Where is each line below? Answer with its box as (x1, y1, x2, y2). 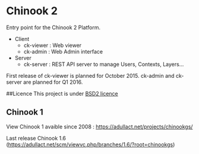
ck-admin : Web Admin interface (23, 48, 103, 55)
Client (14, 35, 30, 42)
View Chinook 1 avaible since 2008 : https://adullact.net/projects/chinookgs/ (6, 123, 193, 130)
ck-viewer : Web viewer (23, 42, 82, 49)
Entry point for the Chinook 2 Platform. (6, 24, 101, 31)
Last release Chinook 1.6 (6, 134, 67, 142)
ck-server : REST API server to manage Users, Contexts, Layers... (23, 61, 184, 68)
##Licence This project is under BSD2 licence (6, 90, 118, 97)
